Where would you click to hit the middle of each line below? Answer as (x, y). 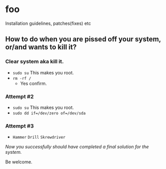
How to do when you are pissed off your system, (83, 39)
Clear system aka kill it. (35, 62)
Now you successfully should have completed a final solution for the (77, 147)
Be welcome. (19, 162)
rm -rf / (22, 78)
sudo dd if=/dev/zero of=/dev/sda (49, 113)
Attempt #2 (20, 96)
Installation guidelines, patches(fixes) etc (48, 23)
